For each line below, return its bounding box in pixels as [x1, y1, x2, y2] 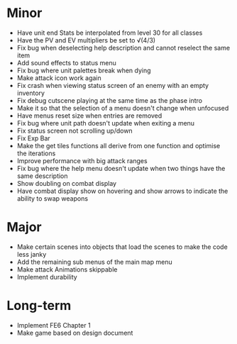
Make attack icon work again [16, 73, 102, 82]
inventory [16, 89, 45, 97]
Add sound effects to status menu [16, 58, 116, 67]
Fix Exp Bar [16, 133, 50, 143]
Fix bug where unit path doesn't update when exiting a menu [16, 118, 195, 127]
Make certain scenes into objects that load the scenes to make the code [16, 243, 228, 251]
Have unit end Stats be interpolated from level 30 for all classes [16, 28, 203, 37]
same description [16, 172, 68, 180]
